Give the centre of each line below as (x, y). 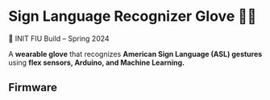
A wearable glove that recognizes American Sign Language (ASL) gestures (135, 54)
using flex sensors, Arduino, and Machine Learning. (97, 62)
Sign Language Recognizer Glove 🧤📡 (133, 16)
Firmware (33, 88)
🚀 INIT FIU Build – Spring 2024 (59, 38)
